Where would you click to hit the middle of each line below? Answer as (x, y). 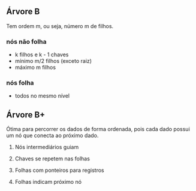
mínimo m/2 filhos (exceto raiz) (53, 61)
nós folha (20, 83)
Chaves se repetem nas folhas (52, 159)
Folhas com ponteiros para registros (59, 170)
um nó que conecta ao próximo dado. (52, 135)
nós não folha (26, 41)
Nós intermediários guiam (47, 147)
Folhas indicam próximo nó (48, 182)
